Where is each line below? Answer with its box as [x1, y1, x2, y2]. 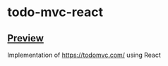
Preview [7, 32, 44, 44]
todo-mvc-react [7, 4, 104, 20]
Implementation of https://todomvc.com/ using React [7, 51, 161, 59]
